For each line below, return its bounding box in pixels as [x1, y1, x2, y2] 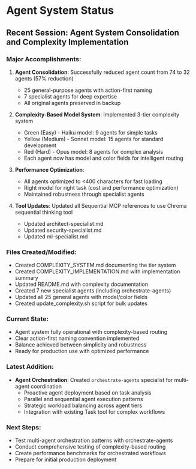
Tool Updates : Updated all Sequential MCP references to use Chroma [14, 202, 187, 209]
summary [14, 274, 39, 282]
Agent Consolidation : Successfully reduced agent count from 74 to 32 [14, 68, 190, 76]
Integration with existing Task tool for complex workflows [23, 408, 165, 415]
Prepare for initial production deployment [14, 456, 117, 463]
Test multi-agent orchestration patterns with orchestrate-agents [14, 437, 173, 444]
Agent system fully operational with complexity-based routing [14, 328, 168, 336]
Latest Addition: [6, 363, 54, 371]
